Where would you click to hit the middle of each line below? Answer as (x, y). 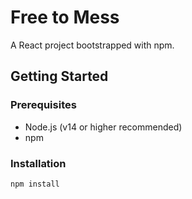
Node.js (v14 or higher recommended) (103, 127)
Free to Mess (65, 17)
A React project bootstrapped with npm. (92, 45)
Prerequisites (43, 105)
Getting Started (59, 76)
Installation (38, 163)
